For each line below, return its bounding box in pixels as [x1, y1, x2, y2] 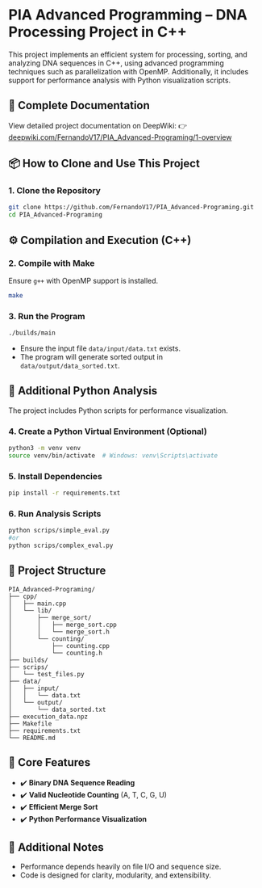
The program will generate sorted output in [19, 351, 164, 361]
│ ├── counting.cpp [8, 642, 110, 650]
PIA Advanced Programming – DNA [8, 6, 247, 24]
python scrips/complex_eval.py [8, 541, 114, 549]
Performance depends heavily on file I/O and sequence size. [19, 862, 222, 872]
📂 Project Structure [8, 564, 106, 578]
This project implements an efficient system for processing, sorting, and [8, 49, 247, 59]
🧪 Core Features [8, 755, 91, 769]
